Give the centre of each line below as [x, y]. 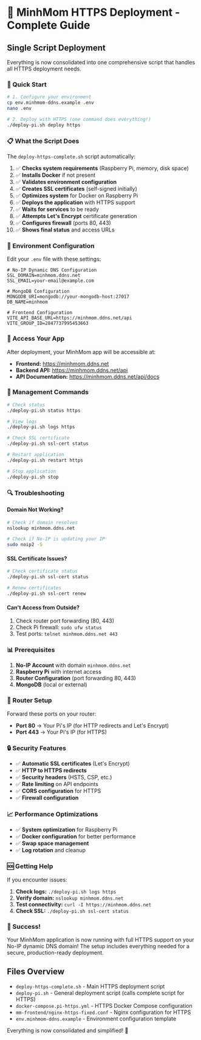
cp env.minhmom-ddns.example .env [51, 103]
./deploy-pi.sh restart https [45, 460]
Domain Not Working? [35, 510]
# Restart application [36, 455]
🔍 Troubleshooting [36, 493]
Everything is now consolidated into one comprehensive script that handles [101, 62]
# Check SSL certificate [38, 438]
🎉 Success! [24, 926]
